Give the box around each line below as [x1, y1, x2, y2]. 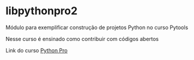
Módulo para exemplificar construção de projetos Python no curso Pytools [5, 24, 189, 31]
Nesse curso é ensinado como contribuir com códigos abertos [5, 35, 159, 42]
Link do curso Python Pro [5, 46, 68, 54]
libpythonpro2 [5, 4, 78, 18]
